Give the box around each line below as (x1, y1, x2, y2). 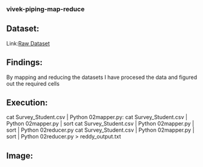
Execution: (6, 97, 48, 107)
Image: (6, 151, 33, 161)
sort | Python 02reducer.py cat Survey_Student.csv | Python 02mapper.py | (6, 126, 194, 134)
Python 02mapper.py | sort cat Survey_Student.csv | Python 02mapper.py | (6, 120, 194, 128)
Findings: (6, 57, 43, 68)
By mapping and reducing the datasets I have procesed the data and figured (6, 73, 198, 81)
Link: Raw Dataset (6, 39, 50, 47)
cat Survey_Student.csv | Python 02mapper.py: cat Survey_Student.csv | (6, 114, 188, 121)
